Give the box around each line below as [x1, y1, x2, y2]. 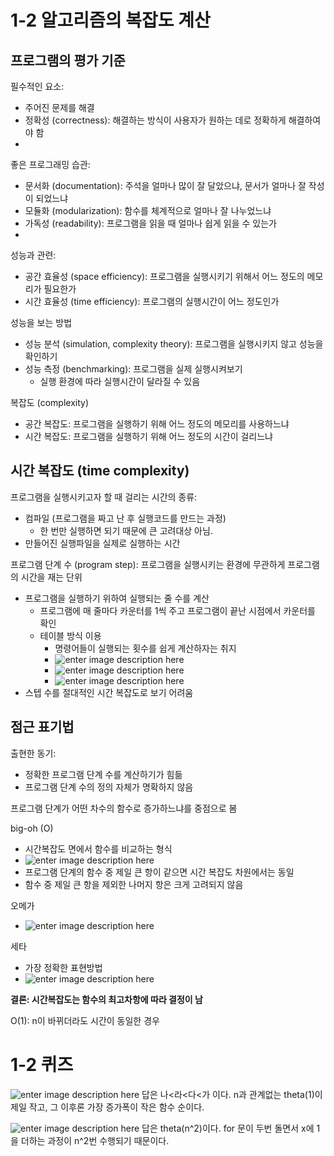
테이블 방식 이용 [39, 629, 102, 641]
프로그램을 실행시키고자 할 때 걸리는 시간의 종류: [10, 491, 198, 503]
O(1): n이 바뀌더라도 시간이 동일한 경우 [10, 1014, 160, 1026]
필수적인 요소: [10, 81, 65, 92]
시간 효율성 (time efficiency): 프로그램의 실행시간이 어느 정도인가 [24, 296, 280, 307]
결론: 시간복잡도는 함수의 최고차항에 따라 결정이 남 [10, 993, 203, 1005]
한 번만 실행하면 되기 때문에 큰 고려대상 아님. [39, 524, 213, 536]
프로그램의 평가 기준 [10, 52, 126, 69]
